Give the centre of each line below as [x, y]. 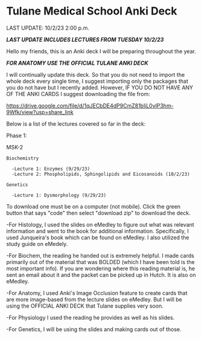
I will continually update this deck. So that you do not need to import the [96, 74]
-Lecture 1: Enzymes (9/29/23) [51, 169]
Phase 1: [17, 135]
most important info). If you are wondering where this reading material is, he [101, 268]
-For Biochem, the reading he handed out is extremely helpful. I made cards [100, 256]
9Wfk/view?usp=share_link [40, 112]
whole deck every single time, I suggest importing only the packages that [97, 81]
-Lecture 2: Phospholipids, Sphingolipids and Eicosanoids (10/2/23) [101, 174]
